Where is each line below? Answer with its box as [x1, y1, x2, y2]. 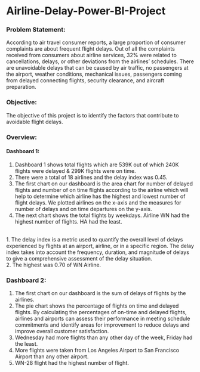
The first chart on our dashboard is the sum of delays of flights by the [14, 290, 186, 297]
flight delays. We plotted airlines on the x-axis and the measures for [14, 199, 181, 206]
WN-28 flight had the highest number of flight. [14, 359, 130, 367]
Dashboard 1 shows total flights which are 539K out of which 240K [14, 161, 179, 168]
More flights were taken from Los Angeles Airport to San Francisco [14, 347, 180, 354]
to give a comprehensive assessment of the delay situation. [6, 255, 152, 262]
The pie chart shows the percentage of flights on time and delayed [14, 302, 179, 309]
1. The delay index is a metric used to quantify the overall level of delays [6, 235, 183, 243]
